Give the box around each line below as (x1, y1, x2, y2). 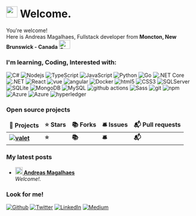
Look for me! (6, 190, 44, 198)
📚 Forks (71, 120, 97, 128)
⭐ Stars (44, 120, 66, 128)
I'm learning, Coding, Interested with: (6, 58, 117, 66)
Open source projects (6, 106, 71, 114)
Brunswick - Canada (6, 43, 58, 50)
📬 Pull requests (133, 120, 181, 128)
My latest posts (6, 153, 53, 161)
